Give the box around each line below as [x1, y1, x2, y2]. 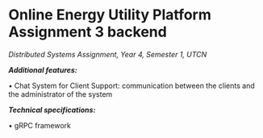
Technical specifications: [8, 105, 96, 115]
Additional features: [8, 65, 78, 74]
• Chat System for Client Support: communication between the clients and [8, 81, 256, 90]
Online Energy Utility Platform [8, 6, 212, 24]
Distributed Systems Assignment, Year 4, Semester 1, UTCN [8, 49, 207, 59]
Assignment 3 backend [8, 23, 167, 41]
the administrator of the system [8, 89, 113, 98]
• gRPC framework [8, 120, 71, 130]
